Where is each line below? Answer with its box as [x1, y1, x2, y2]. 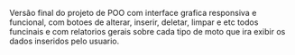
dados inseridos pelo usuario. [9, 35, 120, 46]
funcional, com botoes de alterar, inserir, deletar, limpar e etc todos [9, 17, 259, 27]
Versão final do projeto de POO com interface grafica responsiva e [9, 8, 257, 18]
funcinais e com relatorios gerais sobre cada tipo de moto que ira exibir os [9, 27, 286, 36]
